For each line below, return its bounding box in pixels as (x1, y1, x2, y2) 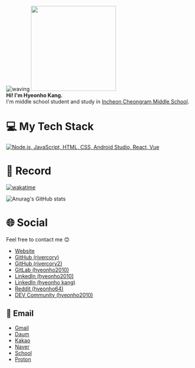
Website (14, 247, 35, 254)
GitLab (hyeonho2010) (14, 266, 69, 273)
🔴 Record (6, 164, 51, 177)
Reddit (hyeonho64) (14, 285, 64, 292)
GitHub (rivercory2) (14, 260, 63, 267)
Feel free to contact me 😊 (6, 235, 70, 243)
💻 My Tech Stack (6, 120, 94, 133)
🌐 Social (6, 216, 48, 230)
